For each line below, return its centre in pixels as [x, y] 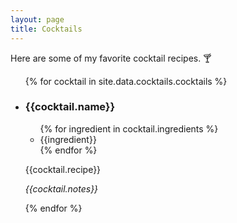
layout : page [37, 19]
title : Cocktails [46, 29]
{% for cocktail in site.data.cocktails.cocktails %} [126, 81]
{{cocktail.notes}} [61, 188]
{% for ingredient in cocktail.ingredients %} [129, 128]
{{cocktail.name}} [70, 107]
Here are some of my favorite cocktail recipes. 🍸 [111, 58]
